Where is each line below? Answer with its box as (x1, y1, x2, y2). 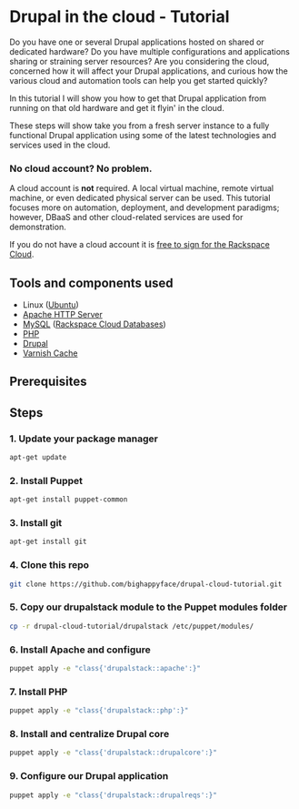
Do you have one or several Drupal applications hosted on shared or (9, 36, 265, 47)
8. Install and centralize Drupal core (9, 727, 170, 740)
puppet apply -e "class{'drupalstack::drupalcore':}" (9, 748, 218, 757)
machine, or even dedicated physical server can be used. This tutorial (9, 193, 271, 204)
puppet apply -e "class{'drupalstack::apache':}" (9, 663, 202, 672)
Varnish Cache (22, 348, 78, 359)
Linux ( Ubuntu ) (22, 299, 79, 310)
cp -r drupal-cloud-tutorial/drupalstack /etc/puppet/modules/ (9, 622, 254, 631)
